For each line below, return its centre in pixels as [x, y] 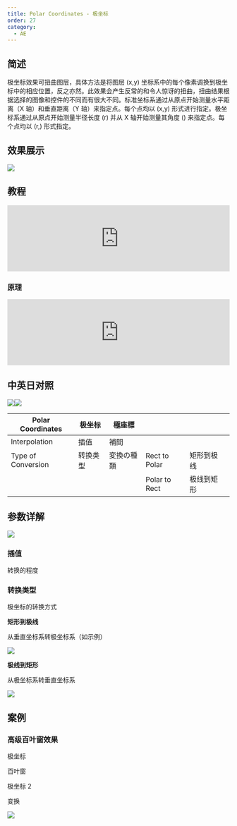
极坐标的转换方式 [32, 607]
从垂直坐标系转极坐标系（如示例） [57, 637]
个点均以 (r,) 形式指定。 [41, 126]
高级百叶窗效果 [33, 739]
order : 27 [22, 20]
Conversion [30, 464]
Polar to [158, 479]
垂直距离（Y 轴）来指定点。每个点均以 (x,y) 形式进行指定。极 [133, 109]
